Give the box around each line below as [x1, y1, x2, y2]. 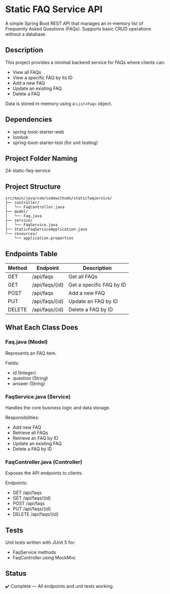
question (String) [12, 375, 48, 381]
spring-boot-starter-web [12, 128, 64, 135]
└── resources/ [5, 231, 38, 236]
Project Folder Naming [5, 154, 78, 163]
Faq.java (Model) [5, 338, 48, 345]
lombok [12, 134, 29, 140]
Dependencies [5, 115, 52, 124]
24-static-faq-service [5, 167, 51, 173]
